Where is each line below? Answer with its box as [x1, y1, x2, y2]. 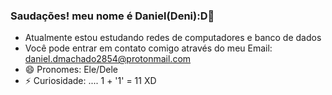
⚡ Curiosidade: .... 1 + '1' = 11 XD [24, 75, 157, 87]
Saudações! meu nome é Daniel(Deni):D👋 [10, 9, 215, 23]
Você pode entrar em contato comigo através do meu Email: [24, 42, 273, 54]
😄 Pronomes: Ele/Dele [24, 64, 118, 76]
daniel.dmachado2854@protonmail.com [24, 53, 192, 65]
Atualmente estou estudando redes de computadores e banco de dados [24, 32, 322, 44]
